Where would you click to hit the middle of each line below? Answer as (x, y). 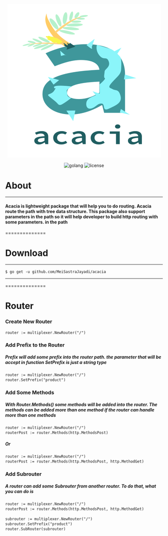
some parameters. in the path (36, 222)
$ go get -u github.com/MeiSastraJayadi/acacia (56, 272)
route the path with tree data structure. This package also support (75, 211)
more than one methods (31, 415)
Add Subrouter (23, 474)
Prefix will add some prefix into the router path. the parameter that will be (83, 357)
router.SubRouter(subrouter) (35, 529)
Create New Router (29, 321)
